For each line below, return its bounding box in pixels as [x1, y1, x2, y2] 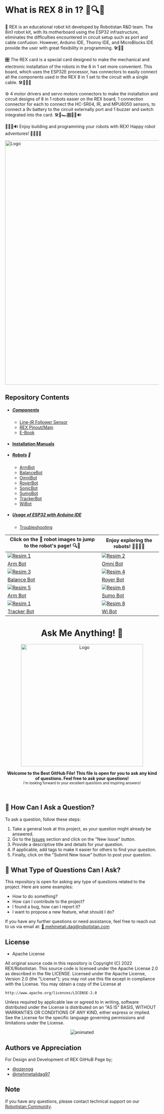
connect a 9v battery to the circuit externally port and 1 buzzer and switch [5, 106, 154, 112]
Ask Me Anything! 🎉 [41, 628, 123, 639]
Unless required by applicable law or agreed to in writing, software [5, 999, 139, 1005]
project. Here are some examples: [5, 884, 73, 890]
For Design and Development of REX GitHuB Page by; [5, 1057, 113, 1063]
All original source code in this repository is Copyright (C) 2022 [5, 961, 133, 966]
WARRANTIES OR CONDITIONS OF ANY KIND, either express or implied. [5, 1009, 150, 1015]
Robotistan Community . [5, 1103, 52, 1109]
